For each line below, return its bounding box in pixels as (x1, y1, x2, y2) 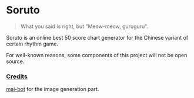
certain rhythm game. (6, 40, 59, 47)
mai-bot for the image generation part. (6, 86, 99, 93)
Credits (6, 72, 28, 80)
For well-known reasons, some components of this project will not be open (6, 51, 188, 58)
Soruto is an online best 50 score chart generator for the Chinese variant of (6, 34, 189, 41)
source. (6, 58, 25, 65)
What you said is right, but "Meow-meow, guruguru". (20, 23, 149, 30)
